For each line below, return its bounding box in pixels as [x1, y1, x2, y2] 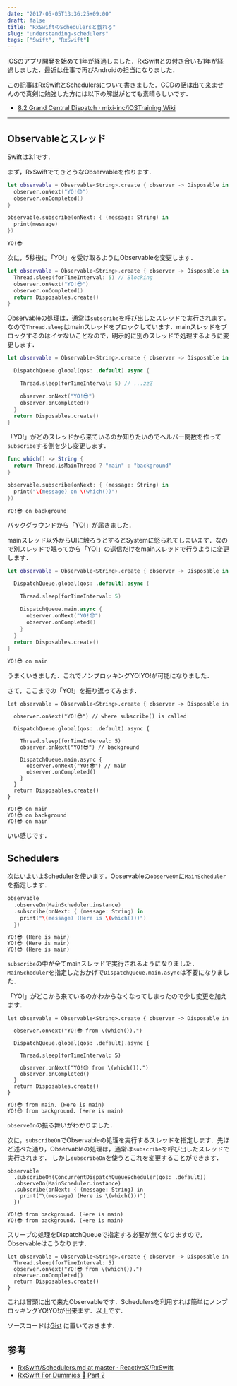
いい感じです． [7, 831, 51, 840]
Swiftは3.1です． [7, 153, 54, 161]
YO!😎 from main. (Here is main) [7, 1101, 105, 1109]
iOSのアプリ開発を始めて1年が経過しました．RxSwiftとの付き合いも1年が [7, 57, 218, 66]
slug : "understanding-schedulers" [7, 30, 109, 37]
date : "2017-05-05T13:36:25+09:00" [7, 10, 112, 18]
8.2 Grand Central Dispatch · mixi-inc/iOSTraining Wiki [17, 104, 176, 112]
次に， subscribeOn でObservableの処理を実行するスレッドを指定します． [7, 1136, 217, 1144]
